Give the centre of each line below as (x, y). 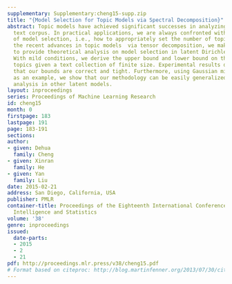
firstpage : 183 (29, 116)
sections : (21, 135)
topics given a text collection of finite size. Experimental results (117, 65)
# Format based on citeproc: (49, 270)
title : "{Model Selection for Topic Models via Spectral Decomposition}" (116, 20)
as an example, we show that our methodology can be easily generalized (120, 78)
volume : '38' (26, 219)
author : (18, 142)
